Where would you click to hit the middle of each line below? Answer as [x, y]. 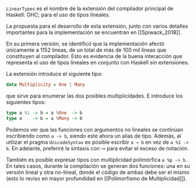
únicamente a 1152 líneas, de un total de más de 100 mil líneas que [86, 50]
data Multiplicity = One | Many [45, 85]
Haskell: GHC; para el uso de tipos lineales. [58, 15]
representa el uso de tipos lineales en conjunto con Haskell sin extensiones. [98, 62]
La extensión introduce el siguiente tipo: [54, 74]
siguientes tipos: [26, 102]
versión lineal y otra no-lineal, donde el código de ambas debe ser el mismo [98, 172]
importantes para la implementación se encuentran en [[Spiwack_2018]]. [94, 32]
